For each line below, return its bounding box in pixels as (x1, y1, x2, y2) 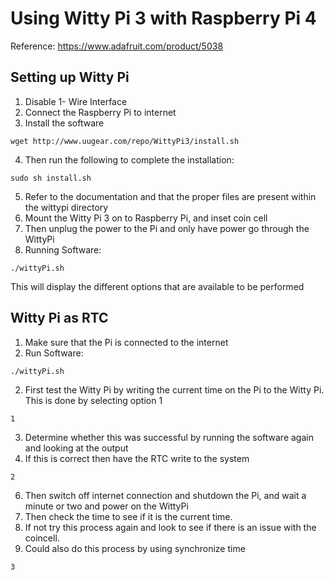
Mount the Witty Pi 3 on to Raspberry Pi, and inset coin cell (24, 212, 268, 224)
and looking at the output (24, 442, 129, 454)
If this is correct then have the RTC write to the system (24, 452, 250, 464)
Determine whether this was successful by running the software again (24, 431, 314, 443)
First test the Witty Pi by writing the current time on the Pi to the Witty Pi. (24, 383, 325, 396)
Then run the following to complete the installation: (24, 153, 235, 166)
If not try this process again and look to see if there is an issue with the (24, 521, 317, 533)
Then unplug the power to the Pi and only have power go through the (24, 222, 310, 234)
